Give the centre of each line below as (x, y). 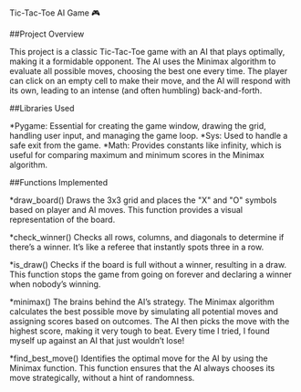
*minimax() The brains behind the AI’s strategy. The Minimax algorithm (142, 302)
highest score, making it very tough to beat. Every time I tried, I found (140, 331)
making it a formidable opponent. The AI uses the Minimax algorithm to (143, 61)
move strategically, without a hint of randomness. (102, 378)
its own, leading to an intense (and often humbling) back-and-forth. (136, 90)
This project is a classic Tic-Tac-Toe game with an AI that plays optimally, (147, 52)
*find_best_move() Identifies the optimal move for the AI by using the (139, 358)
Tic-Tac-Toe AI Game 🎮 (55, 13)
